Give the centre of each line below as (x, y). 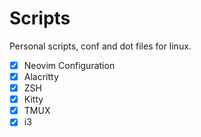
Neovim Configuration (69, 65)
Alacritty (41, 76)
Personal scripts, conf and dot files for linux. (100, 46)
